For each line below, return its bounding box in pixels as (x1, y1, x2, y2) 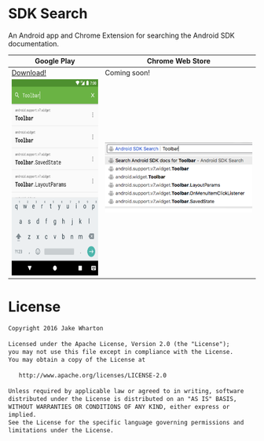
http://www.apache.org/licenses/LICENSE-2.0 (18, 372, 167, 380)
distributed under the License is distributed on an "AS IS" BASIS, (8, 395, 237, 403)
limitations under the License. (8, 427, 114, 435)
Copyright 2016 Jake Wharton (8, 325, 104, 333)
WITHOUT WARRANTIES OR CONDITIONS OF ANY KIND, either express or (8, 403, 230, 411)
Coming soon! (104, 67, 151, 77)
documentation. (8, 38, 60, 48)
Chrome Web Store (146, 56, 211, 66)
